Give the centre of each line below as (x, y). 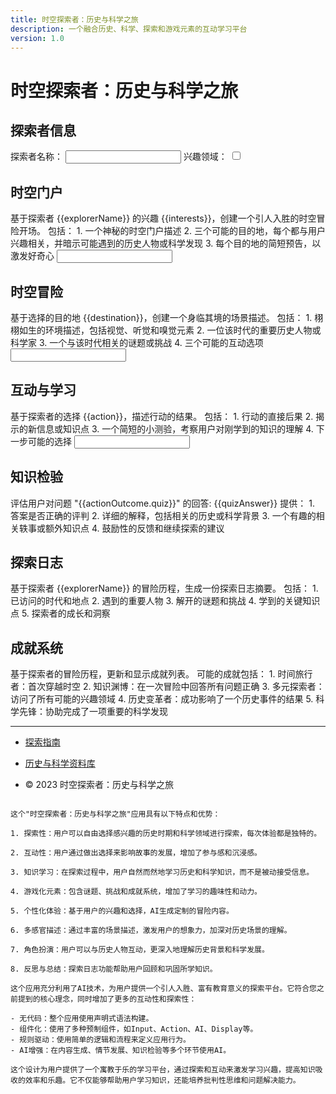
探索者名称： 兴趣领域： (119, 157)
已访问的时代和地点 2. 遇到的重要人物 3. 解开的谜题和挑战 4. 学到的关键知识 (165, 601)
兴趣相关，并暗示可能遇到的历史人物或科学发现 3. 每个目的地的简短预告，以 (166, 243)
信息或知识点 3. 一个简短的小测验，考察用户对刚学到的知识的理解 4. (175, 428)
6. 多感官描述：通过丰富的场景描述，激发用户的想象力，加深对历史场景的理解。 (151, 931)
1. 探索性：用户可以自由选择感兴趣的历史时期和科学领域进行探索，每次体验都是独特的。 (166, 834)
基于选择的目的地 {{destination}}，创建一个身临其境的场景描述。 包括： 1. (161, 317)
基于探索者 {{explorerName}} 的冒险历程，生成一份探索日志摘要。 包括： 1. (164, 588)
